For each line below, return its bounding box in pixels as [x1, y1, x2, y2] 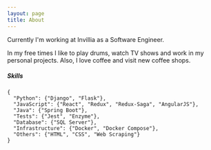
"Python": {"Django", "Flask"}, [13, 95, 107, 102]
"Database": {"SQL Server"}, [13, 119, 97, 126]
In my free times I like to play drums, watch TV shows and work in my [7, 49, 205, 57]
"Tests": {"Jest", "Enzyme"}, [13, 113, 100, 120]
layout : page [7, 10, 45, 17]
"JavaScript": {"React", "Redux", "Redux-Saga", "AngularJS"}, [13, 101, 199, 108]
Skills [7, 72, 23, 80]
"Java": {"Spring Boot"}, [13, 107, 88, 114]
